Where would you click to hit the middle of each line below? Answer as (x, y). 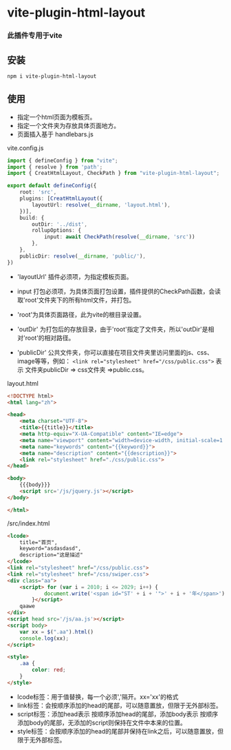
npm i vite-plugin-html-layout (52, 76)
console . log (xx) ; (44, 638)
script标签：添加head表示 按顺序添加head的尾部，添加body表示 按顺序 (118, 713)
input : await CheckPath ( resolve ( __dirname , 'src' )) (119, 237)
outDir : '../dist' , (60, 224)
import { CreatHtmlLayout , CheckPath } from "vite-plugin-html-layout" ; (113, 174)
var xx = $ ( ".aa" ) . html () (57, 632)
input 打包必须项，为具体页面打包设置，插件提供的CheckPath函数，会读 (119, 291)
